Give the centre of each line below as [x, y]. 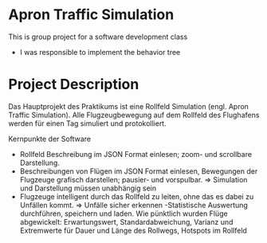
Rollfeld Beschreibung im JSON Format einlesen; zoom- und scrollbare [136, 154]
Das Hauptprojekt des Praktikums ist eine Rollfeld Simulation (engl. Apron [129, 106]
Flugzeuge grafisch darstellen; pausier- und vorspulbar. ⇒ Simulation [133, 179]
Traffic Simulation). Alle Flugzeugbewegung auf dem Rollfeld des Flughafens [134, 115]
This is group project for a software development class [98, 37]
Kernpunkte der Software [50, 139]
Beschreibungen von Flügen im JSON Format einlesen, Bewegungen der [139, 171]
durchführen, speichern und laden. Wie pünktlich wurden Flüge [124, 214]
